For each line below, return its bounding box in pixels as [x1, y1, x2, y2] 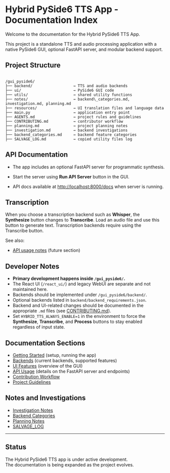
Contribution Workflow [12, 374, 60, 380]
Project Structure [5, 61, 61, 69]
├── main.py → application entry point [5, 110, 130, 115]
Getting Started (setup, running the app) [12, 352, 97, 358]
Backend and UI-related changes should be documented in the [12, 303, 144, 309]
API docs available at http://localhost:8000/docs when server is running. [12, 184, 164, 190]
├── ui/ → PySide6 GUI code [5, 88, 114, 93]
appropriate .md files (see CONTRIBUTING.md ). [12, 308, 111, 314]
